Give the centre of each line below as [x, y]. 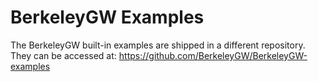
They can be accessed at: [63, 55]
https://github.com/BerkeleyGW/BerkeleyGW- [213, 55]
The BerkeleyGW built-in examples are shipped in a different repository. [158, 45]
